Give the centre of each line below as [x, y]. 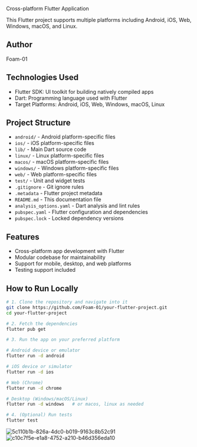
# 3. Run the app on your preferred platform [63, 340]
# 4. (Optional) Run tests [39, 415]
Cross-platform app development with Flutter [70, 251]
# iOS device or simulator [39, 367]
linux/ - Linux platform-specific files [59, 156]
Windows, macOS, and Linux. [42, 26]
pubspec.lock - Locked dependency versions [69, 218]
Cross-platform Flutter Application [48, 9]
